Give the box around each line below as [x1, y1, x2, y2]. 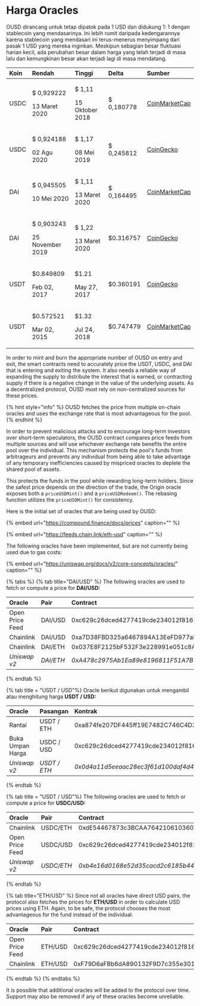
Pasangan [39, 707, 69, 715]
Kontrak [74, 707, 98, 715]
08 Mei [74, 148, 95, 157]
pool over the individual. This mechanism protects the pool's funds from [6, 446, 183, 454]
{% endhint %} [6, 416, 43, 423]
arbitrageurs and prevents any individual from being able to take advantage [6, 453, 191, 460]
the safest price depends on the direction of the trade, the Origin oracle [6, 483, 182, 490]
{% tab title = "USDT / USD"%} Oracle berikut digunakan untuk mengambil [6, 686, 189, 693]
